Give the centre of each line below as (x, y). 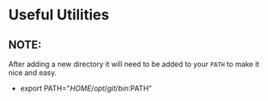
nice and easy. (33, 73)
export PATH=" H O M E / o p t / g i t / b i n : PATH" (86, 88)
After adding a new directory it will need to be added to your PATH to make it (134, 64)
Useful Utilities (59, 15)
